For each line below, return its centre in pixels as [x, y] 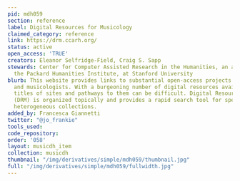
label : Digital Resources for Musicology [70, 27]
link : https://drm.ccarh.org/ [52, 41]
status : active [30, 47]
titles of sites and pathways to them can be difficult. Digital [113, 93]
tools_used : [25, 126]
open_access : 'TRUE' [38, 54]
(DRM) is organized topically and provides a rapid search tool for [118, 100]
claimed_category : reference [51, 34]
